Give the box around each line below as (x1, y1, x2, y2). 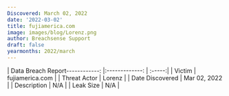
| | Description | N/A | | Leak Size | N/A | (7, 81, 120, 89)
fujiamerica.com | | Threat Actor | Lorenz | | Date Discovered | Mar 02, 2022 (7, 74, 223, 82)
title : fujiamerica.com (7, 22, 76, 29)
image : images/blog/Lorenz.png (7, 29, 97, 36)
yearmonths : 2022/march (7, 48, 76, 55)
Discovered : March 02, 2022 (7, 10, 88, 17)
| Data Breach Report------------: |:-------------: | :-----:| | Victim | (7, 66, 196, 75)
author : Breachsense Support (7, 35, 91, 42)
